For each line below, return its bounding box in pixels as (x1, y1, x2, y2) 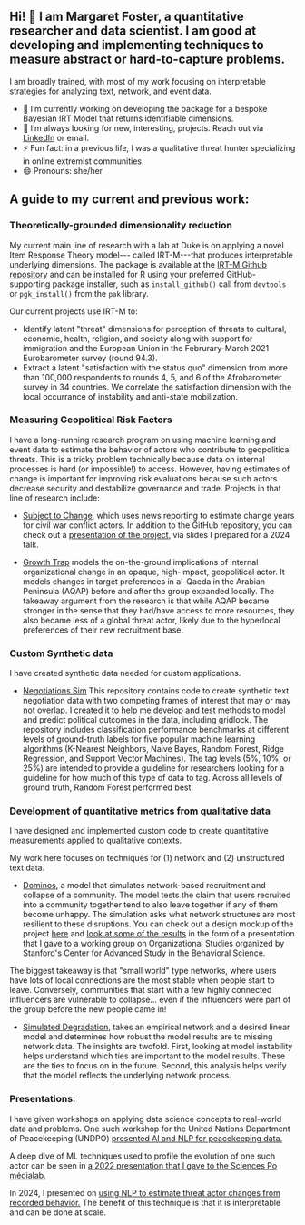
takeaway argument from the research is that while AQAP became (22, 595, 270, 606)
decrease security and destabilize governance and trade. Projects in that (9, 482, 281, 493)
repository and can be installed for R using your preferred (9, 268, 225, 279)
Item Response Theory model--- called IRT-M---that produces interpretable (9, 249, 293, 260)
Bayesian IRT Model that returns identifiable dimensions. (22, 113, 234, 124)
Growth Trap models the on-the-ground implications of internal (22, 556, 259, 567)
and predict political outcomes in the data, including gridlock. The (22, 714, 269, 725)
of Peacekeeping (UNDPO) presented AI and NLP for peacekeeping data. (9, 1132, 283, 1143)
